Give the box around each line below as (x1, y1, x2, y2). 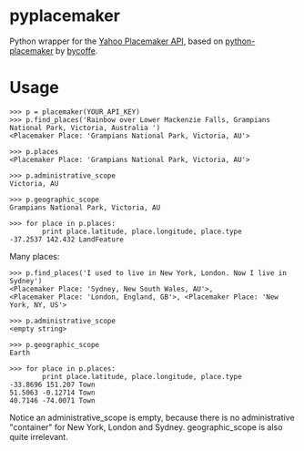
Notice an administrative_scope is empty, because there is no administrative (9, 412, 295, 423)
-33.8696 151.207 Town (9, 380, 96, 389)
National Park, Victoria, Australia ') (9, 123, 161, 132)
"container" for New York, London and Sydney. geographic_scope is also (9, 421, 283, 433)
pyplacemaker (9, 5, 121, 26)
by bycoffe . (55, 45, 98, 56)
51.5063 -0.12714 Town (9, 388, 96, 397)
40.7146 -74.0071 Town (9, 395, 96, 405)
